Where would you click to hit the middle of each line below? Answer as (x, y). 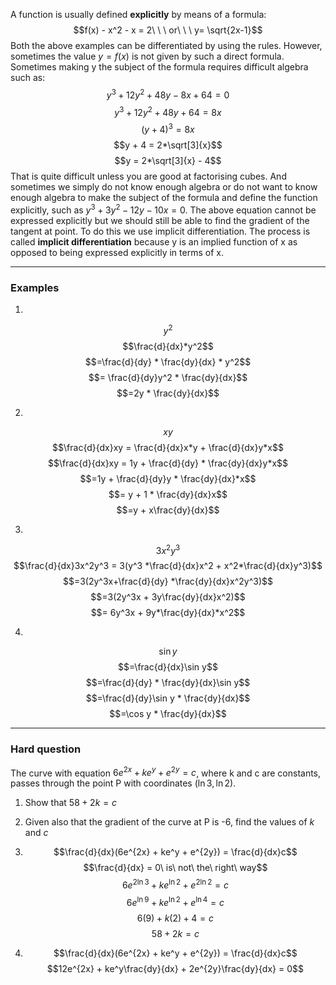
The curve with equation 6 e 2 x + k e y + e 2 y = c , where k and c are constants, (166, 772)
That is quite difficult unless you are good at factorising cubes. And (148, 176)
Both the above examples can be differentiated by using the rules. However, (166, 45)
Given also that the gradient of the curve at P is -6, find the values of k (169, 822)
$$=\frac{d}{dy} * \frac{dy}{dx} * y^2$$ (168, 361)
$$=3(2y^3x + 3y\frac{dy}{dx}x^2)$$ (168, 597)
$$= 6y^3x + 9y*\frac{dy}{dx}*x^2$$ (168, 613)
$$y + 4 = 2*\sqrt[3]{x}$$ (168, 145)
